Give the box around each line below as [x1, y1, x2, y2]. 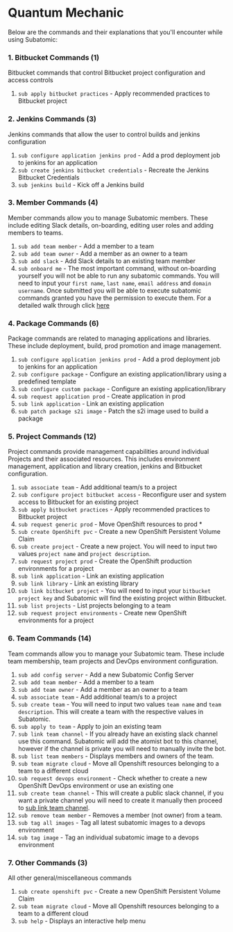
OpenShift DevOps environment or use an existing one [17, 781, 174, 789]
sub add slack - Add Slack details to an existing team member [17, 256, 196, 265]
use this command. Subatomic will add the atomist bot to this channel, [17, 736, 218, 745]
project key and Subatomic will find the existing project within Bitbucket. [17, 594, 227, 603]
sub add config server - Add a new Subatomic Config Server [17, 670, 194, 679]
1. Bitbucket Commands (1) [8, 52, 100, 62]
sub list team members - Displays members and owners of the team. [17, 752, 214, 760]
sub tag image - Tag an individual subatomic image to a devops [17, 833, 200, 842]
